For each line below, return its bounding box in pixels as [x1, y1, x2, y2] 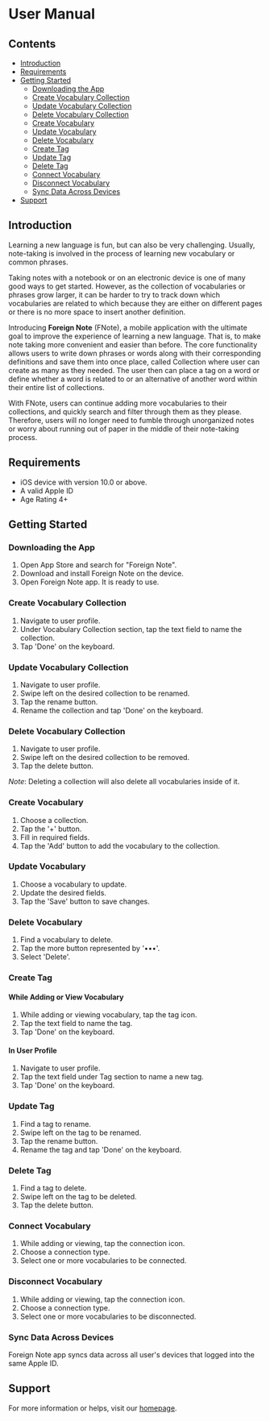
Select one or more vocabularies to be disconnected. [19, 1311, 197, 1321]
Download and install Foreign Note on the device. [19, 569, 184, 579]
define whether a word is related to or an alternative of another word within [8, 374, 258, 384]
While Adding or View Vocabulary [8, 992, 124, 1002]
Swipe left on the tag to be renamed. [19, 1128, 142, 1137]
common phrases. [8, 257, 69, 267]
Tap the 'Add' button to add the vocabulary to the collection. [19, 841, 220, 850]
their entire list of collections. [8, 382, 105, 392]
